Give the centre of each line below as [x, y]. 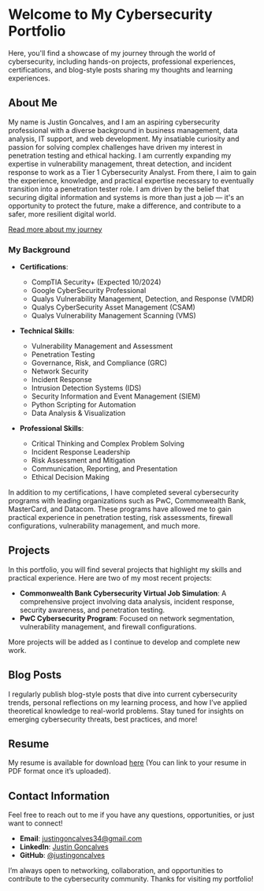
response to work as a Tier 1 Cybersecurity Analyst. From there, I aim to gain [132, 172]
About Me [33, 103]
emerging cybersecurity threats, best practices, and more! [103, 719]
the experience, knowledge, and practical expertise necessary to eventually [131, 180]
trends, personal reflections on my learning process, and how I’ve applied [128, 702]
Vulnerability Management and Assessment [102, 346]
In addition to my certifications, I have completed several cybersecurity [123, 492]
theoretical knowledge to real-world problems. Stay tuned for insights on [126, 711]
